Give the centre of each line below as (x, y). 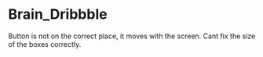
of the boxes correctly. (45, 44)
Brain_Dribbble (58, 14)
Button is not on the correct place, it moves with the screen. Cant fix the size (132, 36)
